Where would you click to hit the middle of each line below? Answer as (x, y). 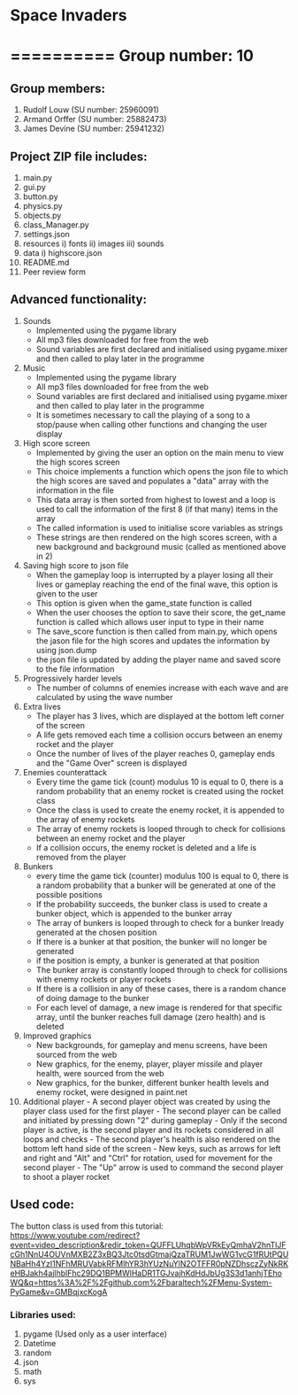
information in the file (75, 490)
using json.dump (66, 650)
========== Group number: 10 (132, 56)
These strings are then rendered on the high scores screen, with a (157, 537)
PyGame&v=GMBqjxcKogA (59, 1291)
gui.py (34, 187)
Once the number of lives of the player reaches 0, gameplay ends (155, 753)
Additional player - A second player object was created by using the (146, 1101)
